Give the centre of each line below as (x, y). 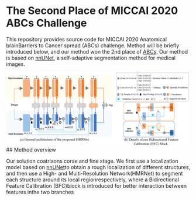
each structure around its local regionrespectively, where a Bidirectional (93, 180)
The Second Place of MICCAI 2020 (92, 11)
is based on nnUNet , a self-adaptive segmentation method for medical (91, 58)
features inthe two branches (40, 192)
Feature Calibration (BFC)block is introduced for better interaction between (97, 185)
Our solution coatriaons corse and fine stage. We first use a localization (92, 161)
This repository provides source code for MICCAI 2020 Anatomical (87, 39)
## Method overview (31, 149)
